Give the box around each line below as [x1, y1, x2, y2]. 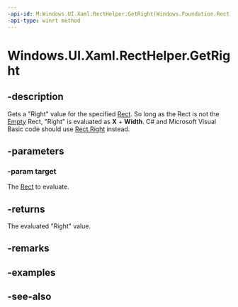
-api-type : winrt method [7, 17, 81, 24]
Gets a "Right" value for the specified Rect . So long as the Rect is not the [7, 109, 220, 118]
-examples [7, 267, 56, 279]
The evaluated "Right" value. [7, 222, 91, 230]
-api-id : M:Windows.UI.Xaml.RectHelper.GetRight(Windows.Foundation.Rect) [7, 10, 233, 18]
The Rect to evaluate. [7, 182, 69, 191]
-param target [7, 166, 57, 176]
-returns [7, 203, 45, 215]
